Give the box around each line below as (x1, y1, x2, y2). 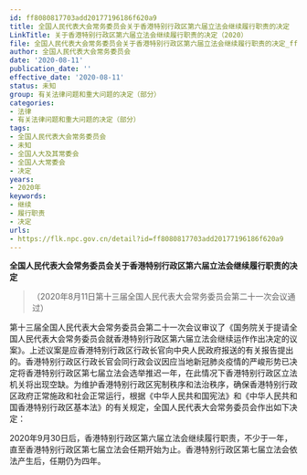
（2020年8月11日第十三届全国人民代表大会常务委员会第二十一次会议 (31, 291, 288, 302)
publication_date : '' (9, 65, 92, 74)
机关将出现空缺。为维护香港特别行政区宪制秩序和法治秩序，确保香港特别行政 (9, 379, 298, 390)
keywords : (9, 192, 48, 201)
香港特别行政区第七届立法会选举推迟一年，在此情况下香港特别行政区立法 (25, 367, 298, 379)
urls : (9, 226, 30, 235)
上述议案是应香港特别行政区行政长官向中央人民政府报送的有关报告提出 (28, 344, 294, 356)
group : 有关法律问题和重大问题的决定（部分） (9, 90, 162, 99)
